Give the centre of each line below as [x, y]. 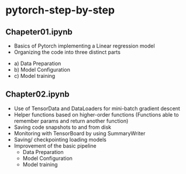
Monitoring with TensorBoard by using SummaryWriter [80, 133]
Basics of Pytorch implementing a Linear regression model [85, 46]
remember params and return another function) [71, 121]
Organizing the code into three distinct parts [67, 52]
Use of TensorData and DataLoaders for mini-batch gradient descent [97, 108]
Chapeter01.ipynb [39, 32]
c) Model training [35, 76]
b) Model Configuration [42, 70]
